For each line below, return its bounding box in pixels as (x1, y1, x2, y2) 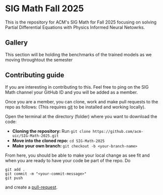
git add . (5, 167, 26, 172)
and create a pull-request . (5, 184, 58, 190)
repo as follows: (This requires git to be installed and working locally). (5, 104, 146, 110)
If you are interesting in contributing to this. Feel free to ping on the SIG (5, 84, 149, 90)
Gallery (5, 39, 28, 47)
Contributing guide (5, 71, 65, 79)
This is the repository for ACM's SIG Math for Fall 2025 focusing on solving (5, 19, 157, 25)
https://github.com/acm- (92, 129, 143, 134)
